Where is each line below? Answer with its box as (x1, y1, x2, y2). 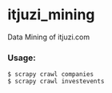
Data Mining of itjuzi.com (7, 32, 90, 42)
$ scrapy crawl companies (7, 71, 94, 79)
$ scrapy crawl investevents (7, 78, 105, 86)
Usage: (7, 52, 37, 63)
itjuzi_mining (7, 6, 95, 24)
